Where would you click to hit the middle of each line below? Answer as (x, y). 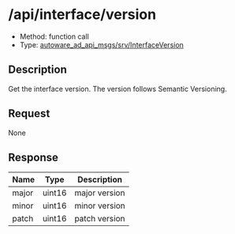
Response (34, 157)
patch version (100, 219)
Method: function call (54, 36)
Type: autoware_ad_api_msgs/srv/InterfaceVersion (101, 44)
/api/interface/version (82, 15)
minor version (100, 206)
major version (100, 193)
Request (29, 113)
